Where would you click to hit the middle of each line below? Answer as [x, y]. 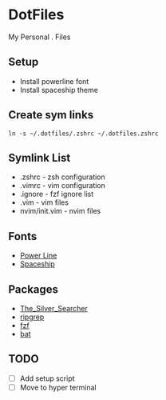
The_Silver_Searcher [53, 308]
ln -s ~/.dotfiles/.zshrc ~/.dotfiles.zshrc [83, 134]
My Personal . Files [40, 37]
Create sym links [51, 115]
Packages [33, 289]
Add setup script [47, 378]
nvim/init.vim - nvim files [60, 211]
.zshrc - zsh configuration [62, 177]
